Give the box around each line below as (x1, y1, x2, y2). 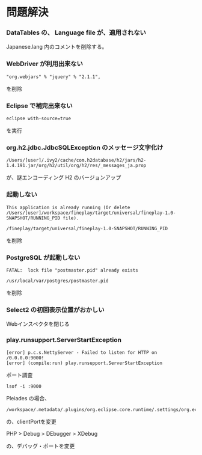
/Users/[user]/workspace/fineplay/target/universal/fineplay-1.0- (6, 210, 176, 216)
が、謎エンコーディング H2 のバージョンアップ (6, 174, 121, 181)
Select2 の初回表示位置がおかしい (6, 305, 105, 314)
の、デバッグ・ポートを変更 (6, 442, 75, 450)
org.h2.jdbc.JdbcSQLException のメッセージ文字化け (6, 144, 164, 151)
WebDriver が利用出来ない (6, 60, 83, 68)
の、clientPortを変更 (6, 418, 57, 425)
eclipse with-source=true (6, 115, 71, 122)
